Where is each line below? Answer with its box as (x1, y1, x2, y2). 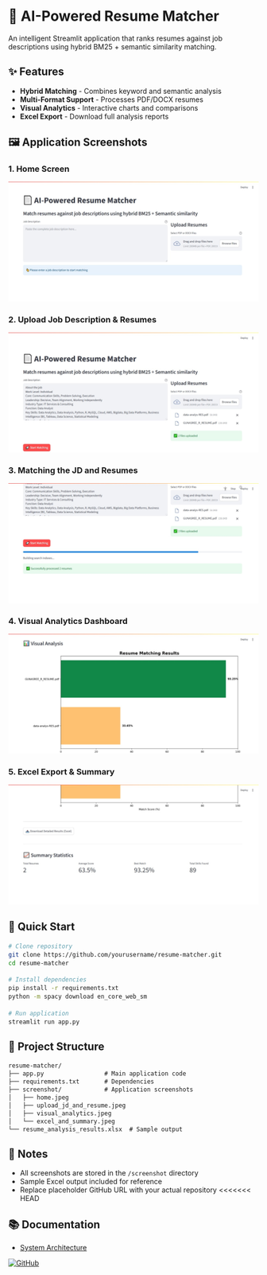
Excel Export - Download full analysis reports (19, 111, 169, 121)
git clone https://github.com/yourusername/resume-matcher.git (8, 950, 222, 958)
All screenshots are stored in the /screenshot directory (19, 1168, 199, 1178)
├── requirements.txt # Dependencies (8, 1078, 155, 1086)
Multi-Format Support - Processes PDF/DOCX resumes (19, 95, 204, 104)
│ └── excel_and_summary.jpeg (8, 1117, 115, 1125)
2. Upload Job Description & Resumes (8, 314, 157, 326)
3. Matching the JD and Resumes (8, 465, 138, 476)
